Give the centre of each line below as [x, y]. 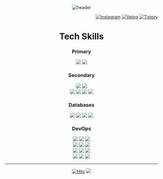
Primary [81, 52]
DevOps [81, 129]
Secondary [81, 75]
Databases [81, 105]
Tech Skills [81, 37]
